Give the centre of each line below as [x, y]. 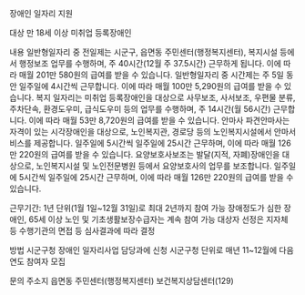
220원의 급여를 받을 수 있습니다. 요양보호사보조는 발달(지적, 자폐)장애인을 [149, 154]
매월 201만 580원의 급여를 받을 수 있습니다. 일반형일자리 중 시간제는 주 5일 [151, 75]
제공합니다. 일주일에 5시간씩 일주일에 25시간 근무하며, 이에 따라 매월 [154, 143]
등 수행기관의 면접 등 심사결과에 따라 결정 [82, 231]
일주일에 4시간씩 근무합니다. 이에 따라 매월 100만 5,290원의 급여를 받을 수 [150, 86]
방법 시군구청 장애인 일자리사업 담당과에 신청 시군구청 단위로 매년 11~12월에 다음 [152, 250]
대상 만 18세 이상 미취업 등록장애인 [71, 33]
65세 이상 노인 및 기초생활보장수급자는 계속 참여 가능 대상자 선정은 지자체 [158, 219]
